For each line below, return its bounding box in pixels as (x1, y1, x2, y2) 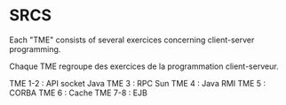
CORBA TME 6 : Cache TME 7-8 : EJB (9, 87, 148, 98)
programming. (9, 43, 61, 54)
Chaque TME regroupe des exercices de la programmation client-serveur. (9, 61, 279, 71)
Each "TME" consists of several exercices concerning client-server (9, 34, 255, 45)
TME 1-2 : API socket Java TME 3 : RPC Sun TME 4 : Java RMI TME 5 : (9, 78, 266, 88)
